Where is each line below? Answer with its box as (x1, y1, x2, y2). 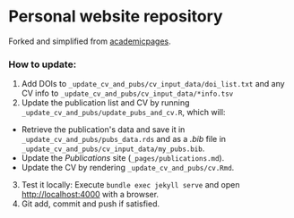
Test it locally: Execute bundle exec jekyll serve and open (21, 180, 240, 190)
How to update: (8, 58, 77, 71)
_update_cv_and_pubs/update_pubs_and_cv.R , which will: (21, 107, 226, 118)
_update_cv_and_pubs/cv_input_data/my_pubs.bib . (21, 143, 205, 154)
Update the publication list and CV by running (21, 97, 190, 108)
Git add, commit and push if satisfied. (21, 198, 160, 209)
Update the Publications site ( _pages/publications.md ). (21, 153, 225, 163)
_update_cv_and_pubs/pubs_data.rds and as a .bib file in (21, 134, 226, 145)
